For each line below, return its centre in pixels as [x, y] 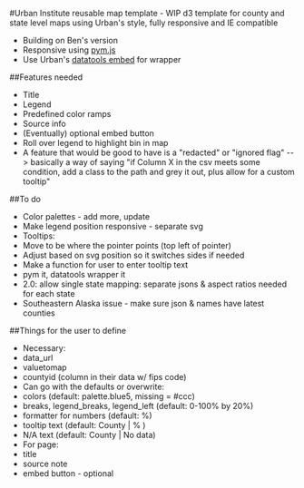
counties [39, 313]
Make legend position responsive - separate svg [113, 226]
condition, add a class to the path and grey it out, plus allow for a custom [158, 172]
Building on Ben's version [70, 40]
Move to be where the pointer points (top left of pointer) [127, 245]
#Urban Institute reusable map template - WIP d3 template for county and [147, 13]
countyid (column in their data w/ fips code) [104, 377]
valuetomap [44, 367]
